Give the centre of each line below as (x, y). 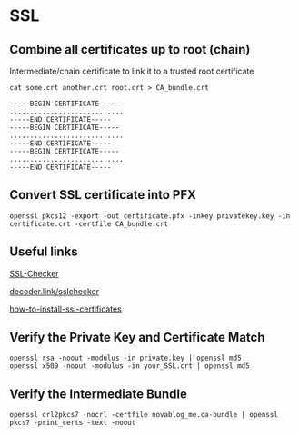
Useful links (44, 252)
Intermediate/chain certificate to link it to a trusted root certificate (132, 71)
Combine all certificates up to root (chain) (130, 50)
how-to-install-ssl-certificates (66, 309)
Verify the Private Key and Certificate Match (137, 337)
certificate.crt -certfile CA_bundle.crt (89, 223)
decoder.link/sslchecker (55, 291)
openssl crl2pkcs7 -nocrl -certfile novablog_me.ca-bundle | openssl (144, 415)
